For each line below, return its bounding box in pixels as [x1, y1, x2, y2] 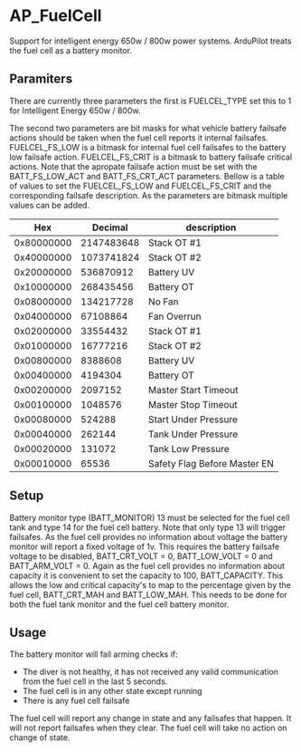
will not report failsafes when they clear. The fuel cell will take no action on [9, 722, 287, 734]
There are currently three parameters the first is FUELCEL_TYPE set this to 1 [9, 95, 292, 106]
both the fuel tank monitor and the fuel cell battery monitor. [9, 599, 230, 610]
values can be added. [9, 199, 90, 210]
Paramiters [9, 72, 73, 87]
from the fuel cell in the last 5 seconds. [22, 676, 168, 687]
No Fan [147, 295, 179, 308]
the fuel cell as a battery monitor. [9, 44, 133, 55]
